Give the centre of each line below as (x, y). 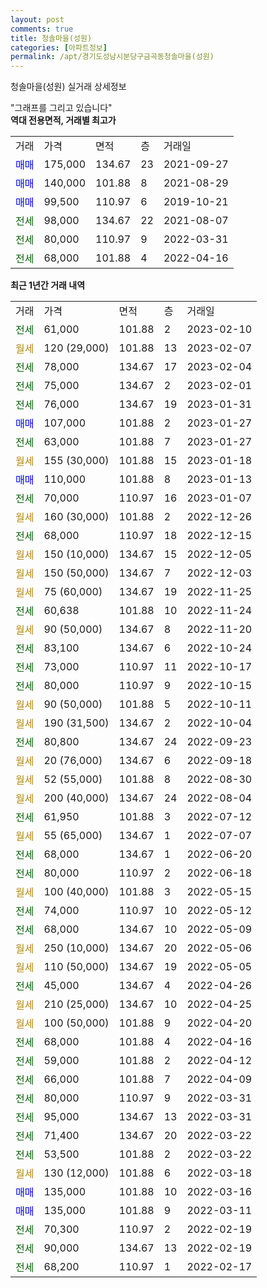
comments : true (42, 29)
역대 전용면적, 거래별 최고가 (63, 120)
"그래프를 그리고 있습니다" (61, 108)
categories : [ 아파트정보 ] (59, 47)
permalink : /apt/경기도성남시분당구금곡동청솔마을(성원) (112, 57)
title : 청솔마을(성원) (51, 38)
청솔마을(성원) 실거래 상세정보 (68, 87)
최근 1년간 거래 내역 (48, 285)
